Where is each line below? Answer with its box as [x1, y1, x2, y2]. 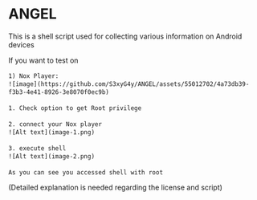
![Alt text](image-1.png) [8, 128, 95, 137]
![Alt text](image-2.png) [8, 152, 95, 161]
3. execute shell [8, 144, 67, 153]
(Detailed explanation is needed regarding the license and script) [8, 182, 223, 192]
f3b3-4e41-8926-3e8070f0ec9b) [8, 88, 110, 96]
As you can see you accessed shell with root [8, 168, 163, 177]
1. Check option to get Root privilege [8, 104, 142, 112]
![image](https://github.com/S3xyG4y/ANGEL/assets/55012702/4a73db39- [8, 80, 250, 88]
